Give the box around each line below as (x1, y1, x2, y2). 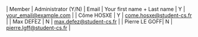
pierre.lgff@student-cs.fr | (6, 24, 71, 31)
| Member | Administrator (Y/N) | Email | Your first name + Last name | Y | (6, 6, 186, 12)
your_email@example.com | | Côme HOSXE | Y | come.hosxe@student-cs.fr (6, 12, 192, 19)
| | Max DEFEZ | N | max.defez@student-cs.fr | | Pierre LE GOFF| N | (6, 18, 173, 25)
